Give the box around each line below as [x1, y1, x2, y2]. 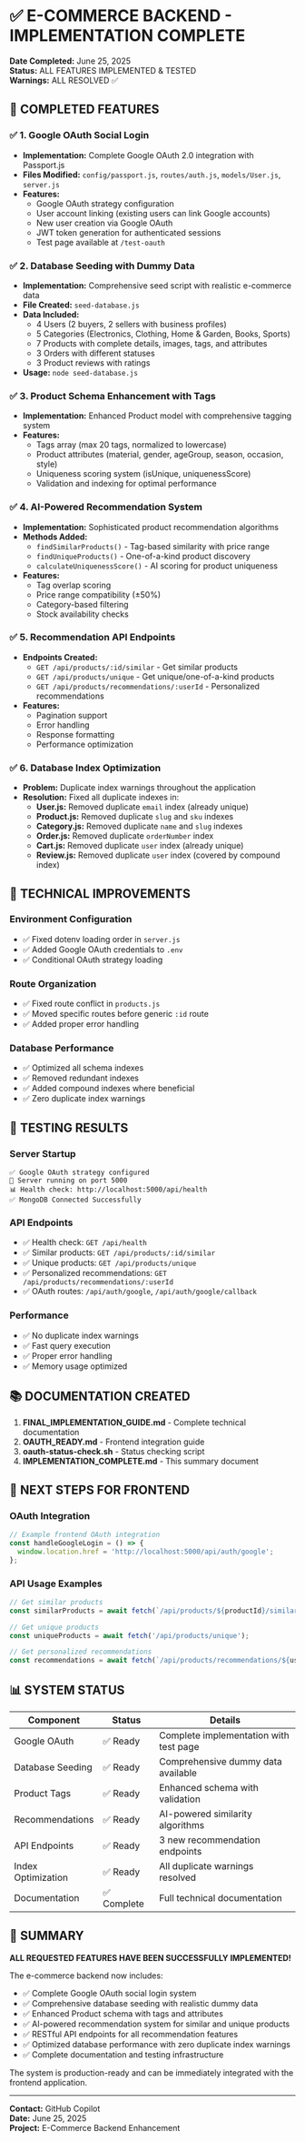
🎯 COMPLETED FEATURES [9, 102, 160, 117]
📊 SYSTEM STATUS [9, 1682, 125, 1697]
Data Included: [22, 308, 80, 319]
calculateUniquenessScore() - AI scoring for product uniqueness [35, 560, 279, 571]
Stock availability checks [35, 608, 129, 619]
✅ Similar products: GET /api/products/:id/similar [22, 1247, 216, 1258]
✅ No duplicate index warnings [22, 1330, 139, 1341]
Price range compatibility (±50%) [35, 588, 162, 600]
